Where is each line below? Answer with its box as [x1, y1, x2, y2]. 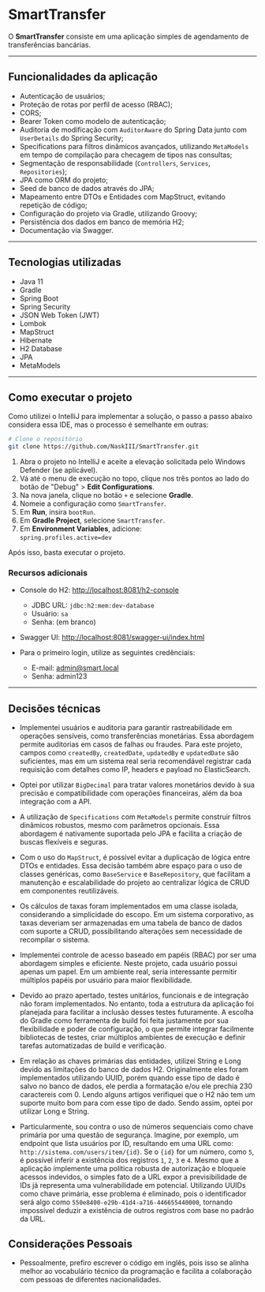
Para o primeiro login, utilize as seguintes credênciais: [19, 648, 196, 657]
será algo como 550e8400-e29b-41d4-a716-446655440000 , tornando [19, 1197, 233, 1207]
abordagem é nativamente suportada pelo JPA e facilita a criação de [19, 829, 243, 838]
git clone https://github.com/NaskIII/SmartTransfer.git [8, 443, 200, 451]
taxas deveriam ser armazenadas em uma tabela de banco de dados [19, 918, 243, 928]
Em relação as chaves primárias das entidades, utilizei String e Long [19, 1056, 242, 1066]
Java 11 [19, 276, 43, 286]
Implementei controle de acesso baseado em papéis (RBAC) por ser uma [19, 950, 257, 960]
